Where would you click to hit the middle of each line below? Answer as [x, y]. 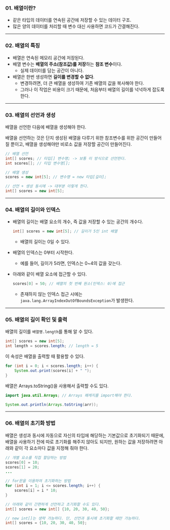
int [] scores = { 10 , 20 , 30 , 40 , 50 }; [46, 523]
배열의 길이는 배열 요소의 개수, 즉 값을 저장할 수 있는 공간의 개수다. [78, 222]
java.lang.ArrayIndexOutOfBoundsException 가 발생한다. [77, 300]
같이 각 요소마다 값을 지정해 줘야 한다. [52, 448]
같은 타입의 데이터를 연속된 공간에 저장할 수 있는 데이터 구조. [72, 20]
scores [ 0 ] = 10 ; [22, 462]
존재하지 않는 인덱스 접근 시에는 [51, 294]
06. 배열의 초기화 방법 [30, 423]
